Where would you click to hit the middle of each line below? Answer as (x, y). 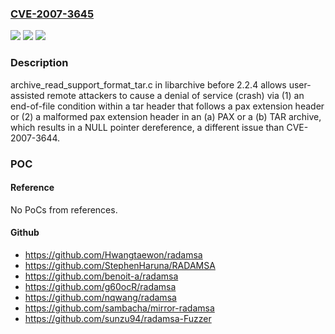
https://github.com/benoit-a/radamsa (101, 276)
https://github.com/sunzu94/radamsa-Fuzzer (118, 318)
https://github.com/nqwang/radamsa (100, 297)
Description (39, 63)
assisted (27, 95)
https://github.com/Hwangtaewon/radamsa (113, 254)
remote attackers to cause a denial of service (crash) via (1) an (175, 95)
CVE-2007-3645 (52, 14)
